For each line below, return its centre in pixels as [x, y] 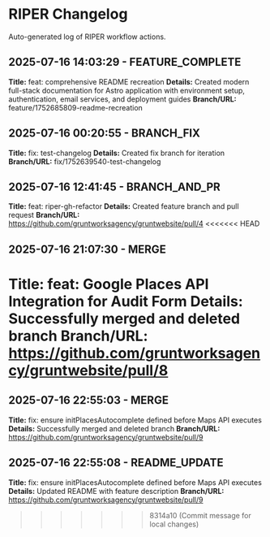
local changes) [174, 524]
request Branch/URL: [44, 215]
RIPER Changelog [68, 14]
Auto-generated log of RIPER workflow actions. [87, 37]
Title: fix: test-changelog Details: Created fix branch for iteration [117, 153]
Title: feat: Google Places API [109, 284]
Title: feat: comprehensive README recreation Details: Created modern [129, 81]
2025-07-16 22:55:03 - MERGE [88, 400]
